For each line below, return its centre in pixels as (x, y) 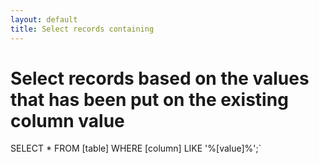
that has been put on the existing (149, 99)
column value (67, 120)
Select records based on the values (160, 78)
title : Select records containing (82, 29)
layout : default (44, 19)
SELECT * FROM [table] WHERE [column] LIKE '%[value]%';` (136, 148)
